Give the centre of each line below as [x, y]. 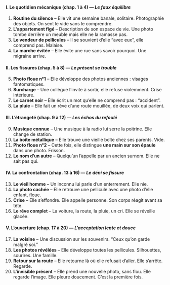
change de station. [33, 134]
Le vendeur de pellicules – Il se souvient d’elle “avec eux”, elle [78, 40]
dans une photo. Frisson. [39, 150]
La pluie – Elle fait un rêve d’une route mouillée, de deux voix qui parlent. [89, 106]
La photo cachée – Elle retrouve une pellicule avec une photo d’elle [83, 189]
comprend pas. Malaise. [38, 45]
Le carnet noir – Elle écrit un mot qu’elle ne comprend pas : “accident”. [87, 100]
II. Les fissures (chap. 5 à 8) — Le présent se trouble [61, 67]
